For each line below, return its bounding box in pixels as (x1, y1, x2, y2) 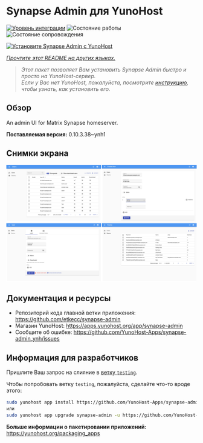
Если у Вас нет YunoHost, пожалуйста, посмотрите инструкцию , (21, 79, 189, 86)
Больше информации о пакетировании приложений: (6, 423, 147, 430)
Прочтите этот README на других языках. (6, 54, 116, 61)
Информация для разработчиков (6, 353, 139, 363)
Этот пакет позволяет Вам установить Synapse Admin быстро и (21, 65, 187, 73)
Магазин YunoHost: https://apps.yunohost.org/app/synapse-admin (14, 322, 183, 330)
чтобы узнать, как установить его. (21, 85, 111, 92)
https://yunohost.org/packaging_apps (6, 429, 100, 437)
